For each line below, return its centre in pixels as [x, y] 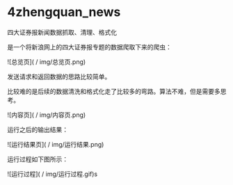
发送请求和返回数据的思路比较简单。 [59, 77]
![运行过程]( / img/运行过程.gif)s [53, 174]
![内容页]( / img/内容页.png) [47, 115]
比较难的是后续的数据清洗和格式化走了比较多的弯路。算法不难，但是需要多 [114, 91]
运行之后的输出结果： [38, 129]
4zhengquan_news [64, 12]
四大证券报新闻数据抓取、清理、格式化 [62, 32]
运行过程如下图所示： [38, 159]
